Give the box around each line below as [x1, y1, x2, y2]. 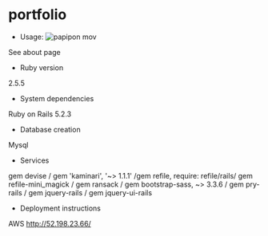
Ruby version [19, 62, 64, 73]
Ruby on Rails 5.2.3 [8, 109, 72, 119]
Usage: [19, 32, 44, 41]
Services [19, 155, 50, 165]
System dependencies [19, 93, 94, 103]
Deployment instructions [19, 203, 102, 213]
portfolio [8, 6, 67, 24]
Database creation [19, 124, 82, 134]
